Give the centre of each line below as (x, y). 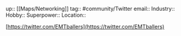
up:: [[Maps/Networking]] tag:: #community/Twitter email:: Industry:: (90, 9)
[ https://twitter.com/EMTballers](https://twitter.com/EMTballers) (85, 27)
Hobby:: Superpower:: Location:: (46, 15)
